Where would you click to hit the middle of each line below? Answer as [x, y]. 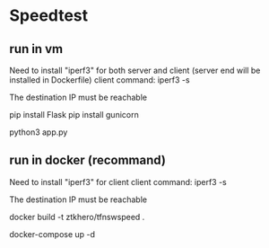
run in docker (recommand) [87, 160]
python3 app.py [39, 132]
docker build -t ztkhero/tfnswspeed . [77, 217]
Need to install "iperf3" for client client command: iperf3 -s [118, 182]
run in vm [36, 49]
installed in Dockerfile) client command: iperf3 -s [100, 80]
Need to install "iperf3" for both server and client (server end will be [135, 70]
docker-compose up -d [52, 234]
